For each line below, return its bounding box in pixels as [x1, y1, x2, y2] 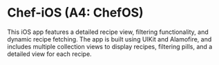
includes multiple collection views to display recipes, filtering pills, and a [7, 42, 213, 50]
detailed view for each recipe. [7, 50, 92, 58]
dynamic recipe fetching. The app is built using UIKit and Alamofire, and [7, 35, 212, 43]
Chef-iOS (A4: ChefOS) [7, 5, 144, 21]
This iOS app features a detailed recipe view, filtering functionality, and [7, 28, 209, 36]
